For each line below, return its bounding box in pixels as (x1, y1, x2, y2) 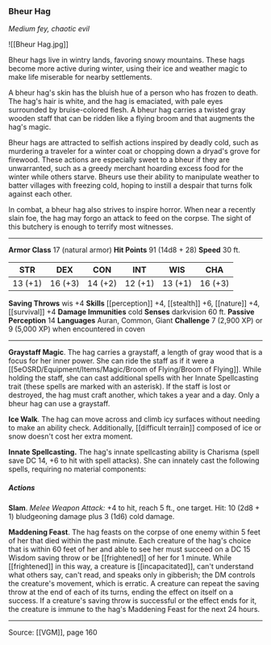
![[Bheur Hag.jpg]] (8, 40, 69, 49)
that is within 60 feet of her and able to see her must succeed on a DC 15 (8, 544, 251, 554)
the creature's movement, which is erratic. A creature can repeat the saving (8, 579, 260, 589)
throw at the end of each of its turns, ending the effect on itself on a (8, 587, 234, 597)
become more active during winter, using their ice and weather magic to (8, 64, 248, 73)
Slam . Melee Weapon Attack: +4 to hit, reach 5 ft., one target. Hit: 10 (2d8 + (8, 503, 261, 513)
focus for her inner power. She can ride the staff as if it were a (8, 356, 215, 366)
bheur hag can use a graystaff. (8, 399, 110, 409)
